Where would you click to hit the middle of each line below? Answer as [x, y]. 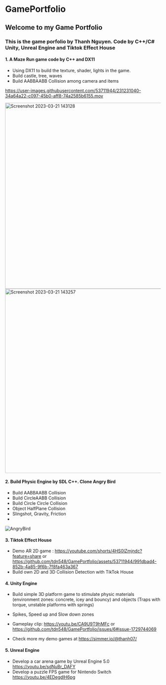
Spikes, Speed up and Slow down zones [53, 614]
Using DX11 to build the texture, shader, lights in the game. [71, 70]
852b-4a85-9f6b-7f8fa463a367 [45, 567]
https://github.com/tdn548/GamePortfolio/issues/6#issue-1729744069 [84, 629]
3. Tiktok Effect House [28, 540]
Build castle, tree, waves [37, 76]
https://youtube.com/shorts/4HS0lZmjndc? [98, 551]
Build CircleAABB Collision [39, 498]
